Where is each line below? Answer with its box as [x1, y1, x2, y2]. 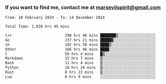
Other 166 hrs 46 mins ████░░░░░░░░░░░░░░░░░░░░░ [5, 46, 156, 52]
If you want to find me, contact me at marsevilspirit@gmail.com [5, 4, 161, 11]
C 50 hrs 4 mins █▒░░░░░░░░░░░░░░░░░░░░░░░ [5, 51, 156, 56]
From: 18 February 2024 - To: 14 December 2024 [5, 15, 105, 20]
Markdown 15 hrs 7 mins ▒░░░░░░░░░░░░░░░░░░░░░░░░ [5, 56, 156, 61]
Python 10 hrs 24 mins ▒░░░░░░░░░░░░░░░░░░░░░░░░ [5, 65, 156, 70]
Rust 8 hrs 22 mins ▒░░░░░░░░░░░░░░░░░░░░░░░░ [5, 70, 156, 75]
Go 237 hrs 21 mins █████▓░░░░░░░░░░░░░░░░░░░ [5, 38, 156, 42]
